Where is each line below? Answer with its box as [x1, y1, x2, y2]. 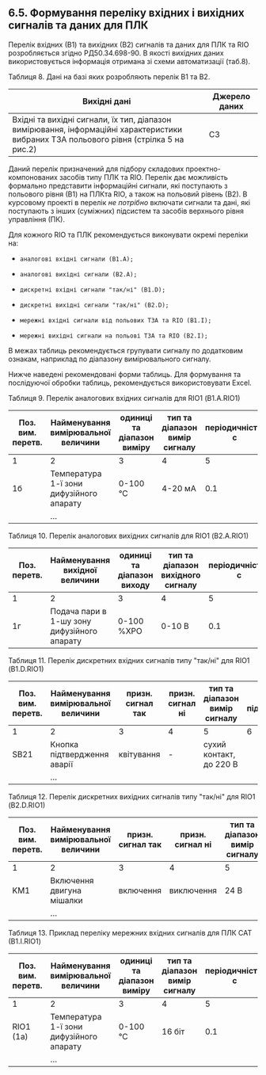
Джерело [212, 90, 251, 101]
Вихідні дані [82, 95, 131, 106]
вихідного [161, 570, 201, 581]
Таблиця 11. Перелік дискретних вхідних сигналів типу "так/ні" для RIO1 [8, 655, 250, 665]
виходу [121, 579, 150, 590]
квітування [118, 749, 161, 760]
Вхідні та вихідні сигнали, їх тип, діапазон [12, 114, 172, 125]
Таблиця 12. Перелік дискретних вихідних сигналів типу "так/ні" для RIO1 [8, 791, 256, 801]
